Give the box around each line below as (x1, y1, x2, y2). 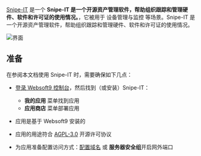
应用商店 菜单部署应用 (24, 104, 80, 112)
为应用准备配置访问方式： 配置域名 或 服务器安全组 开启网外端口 (15, 143, 174, 151)
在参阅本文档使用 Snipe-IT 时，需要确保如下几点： (6, 71, 133, 78)
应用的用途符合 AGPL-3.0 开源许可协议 (15, 130, 112, 138)
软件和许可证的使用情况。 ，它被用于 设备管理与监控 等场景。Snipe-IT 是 (16, 13, 196, 21)
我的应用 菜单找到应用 (24, 97, 80, 104)
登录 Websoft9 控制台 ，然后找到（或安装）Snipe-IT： (15, 83, 150, 91)
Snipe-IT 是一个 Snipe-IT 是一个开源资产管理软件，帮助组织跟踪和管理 (6, 6, 183, 13)
